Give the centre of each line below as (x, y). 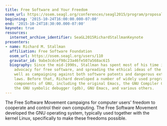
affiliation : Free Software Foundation (51, 51)
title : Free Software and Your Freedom (46, 10)
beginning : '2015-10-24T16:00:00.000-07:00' (52, 19)
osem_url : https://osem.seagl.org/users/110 (56, 56)
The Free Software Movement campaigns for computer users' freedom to (80, 102)
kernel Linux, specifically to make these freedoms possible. (66, 118)
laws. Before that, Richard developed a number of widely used (81, 79)
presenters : (17, 42)
